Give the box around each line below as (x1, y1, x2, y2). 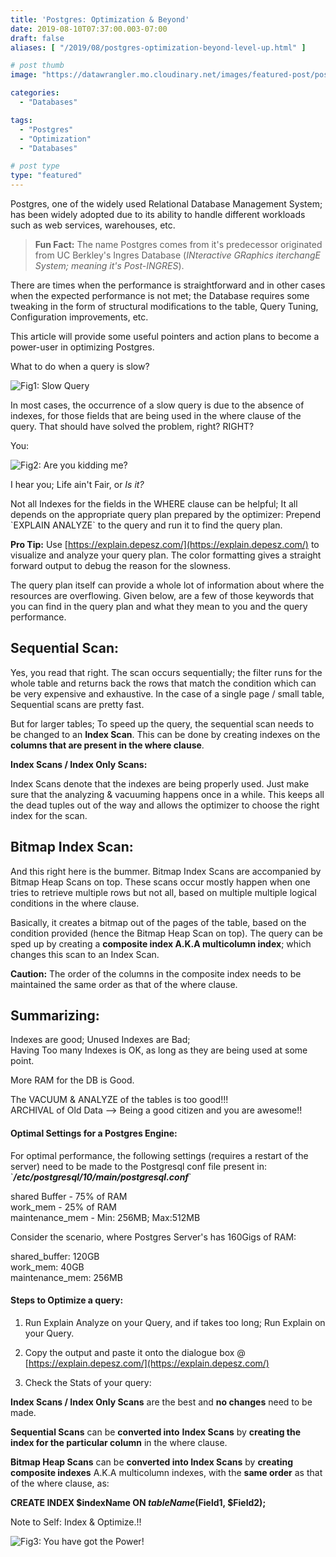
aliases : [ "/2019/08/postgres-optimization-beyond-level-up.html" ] (10, 42, 307, 53)
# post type (10, 161, 60, 171)
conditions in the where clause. (10, 897, 140, 909)
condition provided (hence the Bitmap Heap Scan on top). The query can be (10, 927, 323, 939)
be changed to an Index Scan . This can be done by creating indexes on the (10, 728, 321, 740)
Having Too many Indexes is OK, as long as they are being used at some (10, 1044, 308, 1056)
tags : (10, 115, 33, 125)
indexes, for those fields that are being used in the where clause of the (10, 410, 302, 421)
